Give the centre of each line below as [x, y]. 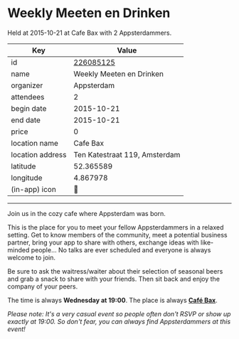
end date [26, 120]
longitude [27, 178]
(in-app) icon [34, 189]
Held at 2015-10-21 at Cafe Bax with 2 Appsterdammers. [90, 33]
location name [34, 143]
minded [18, 249]
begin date [29, 108]
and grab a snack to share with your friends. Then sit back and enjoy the [114, 279]
